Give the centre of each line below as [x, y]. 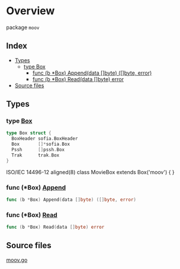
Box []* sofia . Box [41, 144]
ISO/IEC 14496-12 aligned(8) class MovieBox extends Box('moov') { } [90, 172]
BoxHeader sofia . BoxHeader [45, 139]
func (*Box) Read [32, 214]
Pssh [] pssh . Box [38, 150]
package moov [23, 27]
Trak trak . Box [36, 155]
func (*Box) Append [36, 187]
